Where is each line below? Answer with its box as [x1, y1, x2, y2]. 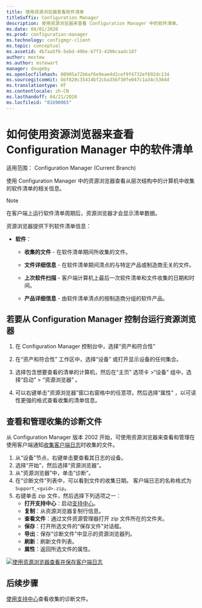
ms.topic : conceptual [6, 43, 61, 49]
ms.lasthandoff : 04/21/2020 [6, 94, 78, 100]
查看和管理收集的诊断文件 [6, 416, 102, 427]
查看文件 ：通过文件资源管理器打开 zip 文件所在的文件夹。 [24, 515, 168, 522]
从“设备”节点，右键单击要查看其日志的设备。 [15, 454, 127, 461]
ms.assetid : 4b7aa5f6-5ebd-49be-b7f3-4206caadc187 [6, 49, 137, 55]
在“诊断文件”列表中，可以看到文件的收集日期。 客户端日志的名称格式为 [15, 477, 192, 484]
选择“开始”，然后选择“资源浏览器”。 [15, 462, 105, 469]
